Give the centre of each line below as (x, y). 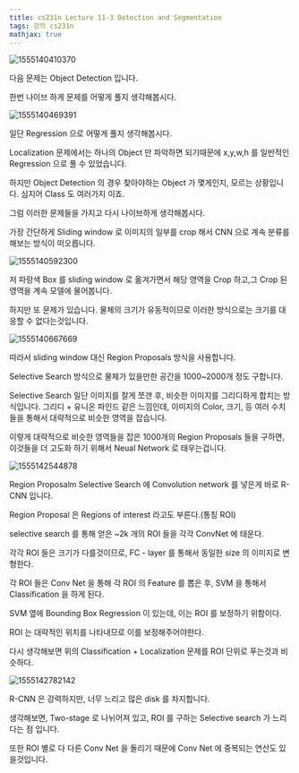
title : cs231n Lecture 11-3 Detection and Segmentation (115, 17)
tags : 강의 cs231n (42, 26)
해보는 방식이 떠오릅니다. (52, 244)
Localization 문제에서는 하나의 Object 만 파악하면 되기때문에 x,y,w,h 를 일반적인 (149, 152)
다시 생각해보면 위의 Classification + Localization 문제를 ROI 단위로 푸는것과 (144, 651)
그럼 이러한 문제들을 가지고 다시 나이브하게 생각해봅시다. (107, 213)
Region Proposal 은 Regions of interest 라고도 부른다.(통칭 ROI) (123, 515)
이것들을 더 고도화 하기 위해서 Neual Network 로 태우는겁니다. (118, 448)
